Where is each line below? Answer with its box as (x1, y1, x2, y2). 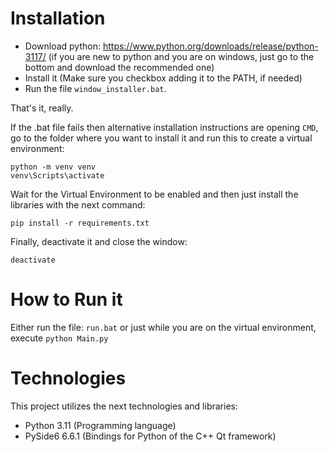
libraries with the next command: (10, 198, 146, 211)
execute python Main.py (10, 332, 109, 344)
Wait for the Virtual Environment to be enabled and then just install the (10, 188, 299, 200)
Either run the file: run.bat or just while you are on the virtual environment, (10, 321, 317, 333)
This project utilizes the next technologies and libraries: (10, 400, 238, 412)
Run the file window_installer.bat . (24, 82, 167, 94)
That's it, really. (10, 102, 74, 114)
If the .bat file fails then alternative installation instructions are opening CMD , (10, 121, 319, 133)
